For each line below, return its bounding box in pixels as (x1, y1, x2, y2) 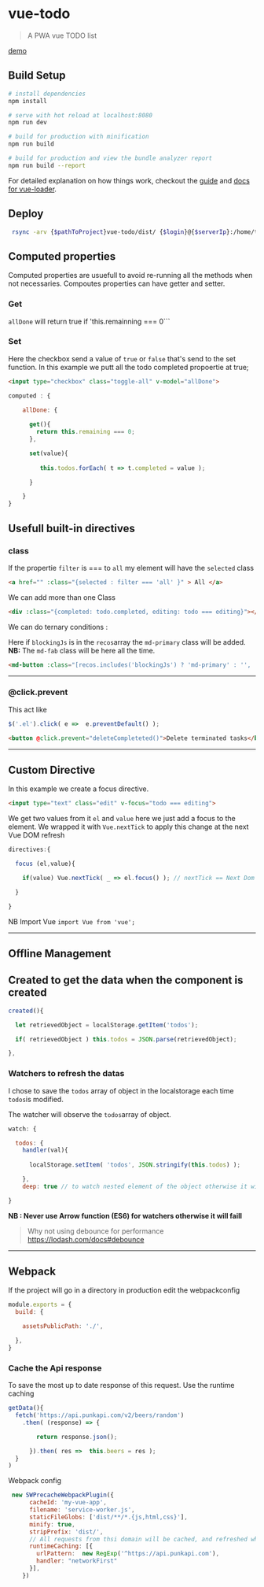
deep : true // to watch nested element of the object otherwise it (22, 1182, 247, 1190)
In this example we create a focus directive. (8, 784, 149, 793)
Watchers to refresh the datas (8, 1068, 125, 1079)
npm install (8, 97, 47, 105)
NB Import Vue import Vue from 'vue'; (8, 916, 136, 926)
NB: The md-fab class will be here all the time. (8, 646, 156, 655)
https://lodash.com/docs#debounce (27, 1234, 145, 1244)
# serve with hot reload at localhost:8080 (8, 111, 153, 119)
